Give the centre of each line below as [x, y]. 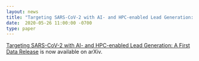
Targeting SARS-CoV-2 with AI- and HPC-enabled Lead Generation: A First [98, 45]
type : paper [21, 28]
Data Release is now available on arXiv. [54, 52]
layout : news [22, 12]
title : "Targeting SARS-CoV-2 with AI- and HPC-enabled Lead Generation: [100, 17]
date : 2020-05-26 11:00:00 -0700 [49, 23]
